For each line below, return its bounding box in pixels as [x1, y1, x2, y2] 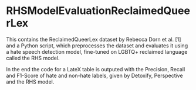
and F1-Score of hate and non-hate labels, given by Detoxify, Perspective [6, 72, 183, 79]
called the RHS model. [6, 54, 60, 61]
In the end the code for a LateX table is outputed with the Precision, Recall [6, 65, 185, 72]
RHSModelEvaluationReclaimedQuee [6, 4, 191, 18]
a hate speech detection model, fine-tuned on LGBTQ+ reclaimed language [6, 48, 188, 55]
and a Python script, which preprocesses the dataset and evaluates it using [6, 42, 188, 49]
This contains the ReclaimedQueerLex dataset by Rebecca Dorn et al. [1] [6, 36, 181, 43]
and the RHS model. [6, 78, 55, 85]
